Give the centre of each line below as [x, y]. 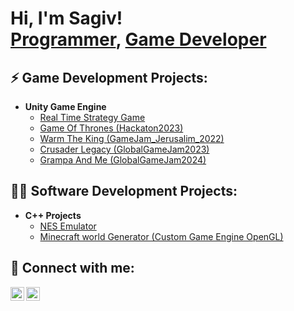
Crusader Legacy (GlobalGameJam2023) [124, 149]
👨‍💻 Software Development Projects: [124, 191]
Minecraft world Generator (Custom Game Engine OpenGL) [161, 236]
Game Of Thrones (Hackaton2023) [111, 128]
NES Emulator [68, 226]
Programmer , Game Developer [138, 39]
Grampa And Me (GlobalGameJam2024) [123, 160]
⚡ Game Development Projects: [109, 77]
